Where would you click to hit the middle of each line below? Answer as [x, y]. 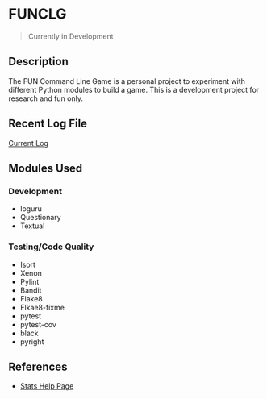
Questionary [41, 218]
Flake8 [31, 298]
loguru [31, 209]
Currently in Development [71, 36]
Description [38, 62]
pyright [32, 341]
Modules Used [46, 168]
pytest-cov [38, 324]
